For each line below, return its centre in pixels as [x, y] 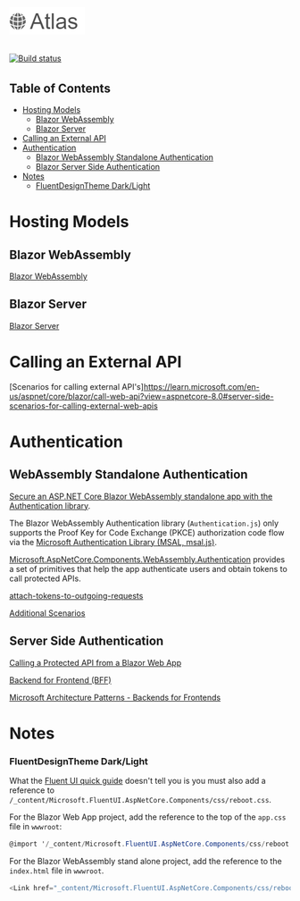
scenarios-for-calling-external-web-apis [83, 406]
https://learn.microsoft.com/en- [202, 386]
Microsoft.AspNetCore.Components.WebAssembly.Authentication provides [147, 559]
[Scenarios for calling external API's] [77, 386]
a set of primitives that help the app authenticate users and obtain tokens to [148, 568]
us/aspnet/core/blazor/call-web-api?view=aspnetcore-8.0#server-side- [142, 396]
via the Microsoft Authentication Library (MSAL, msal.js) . [113, 542]
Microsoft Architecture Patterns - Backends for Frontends [115, 697]
